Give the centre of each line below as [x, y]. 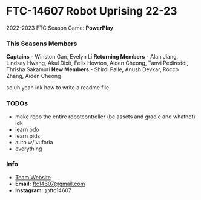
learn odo [27, 129]
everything [28, 149]
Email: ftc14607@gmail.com [50, 184]
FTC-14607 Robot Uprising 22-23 [92, 11]
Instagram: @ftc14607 [43, 190]
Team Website [33, 177]
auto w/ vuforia [34, 142]
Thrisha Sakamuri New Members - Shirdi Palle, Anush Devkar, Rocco [93, 69]
